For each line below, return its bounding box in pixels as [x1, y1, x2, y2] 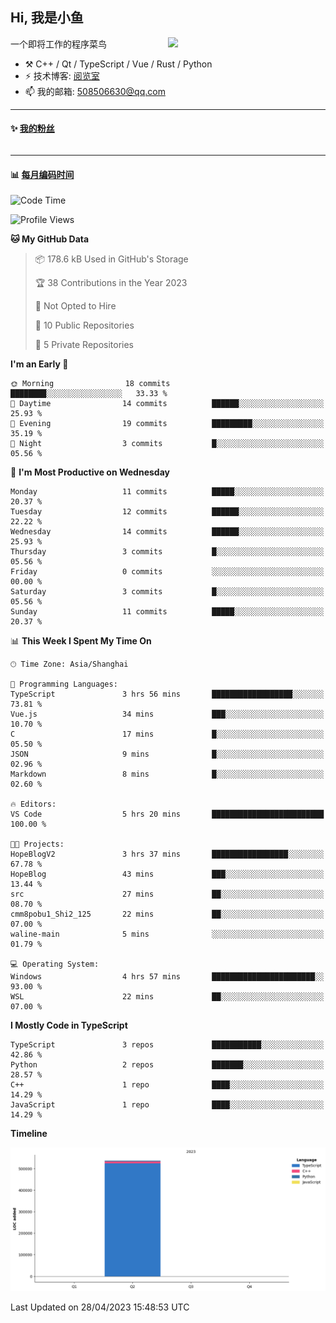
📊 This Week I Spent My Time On [10, 635, 152, 647]
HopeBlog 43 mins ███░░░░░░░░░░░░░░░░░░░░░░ [10, 869, 325, 880]
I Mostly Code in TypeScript [10, 1019, 128, 1032]
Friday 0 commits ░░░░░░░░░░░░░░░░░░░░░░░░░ [10, 567, 325, 577]
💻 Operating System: [10, 959, 100, 970]
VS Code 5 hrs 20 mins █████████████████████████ [10, 809, 325, 820]
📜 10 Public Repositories [34, 319, 135, 332]
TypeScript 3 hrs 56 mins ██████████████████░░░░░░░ [10, 689, 325, 700]
